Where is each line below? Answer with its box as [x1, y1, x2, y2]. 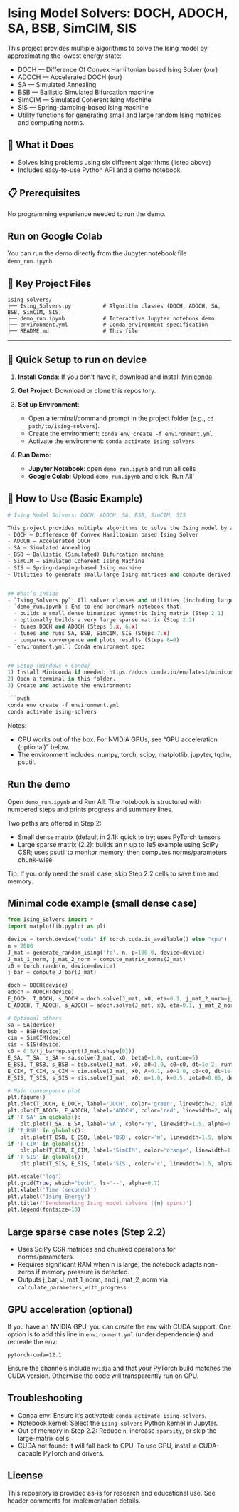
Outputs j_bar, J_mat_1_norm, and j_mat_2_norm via [17, 1275, 169, 1284]
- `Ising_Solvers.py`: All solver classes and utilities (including [7, 597, 215, 604]
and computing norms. [17, 118, 85, 126]
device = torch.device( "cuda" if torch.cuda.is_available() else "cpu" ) [7, 936, 228, 943]
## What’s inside [7, 590, 59, 597]
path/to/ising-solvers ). [28, 422, 100, 430]
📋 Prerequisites [7, 187, 80, 199]
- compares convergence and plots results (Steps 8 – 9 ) [14, 636, 180, 644]
